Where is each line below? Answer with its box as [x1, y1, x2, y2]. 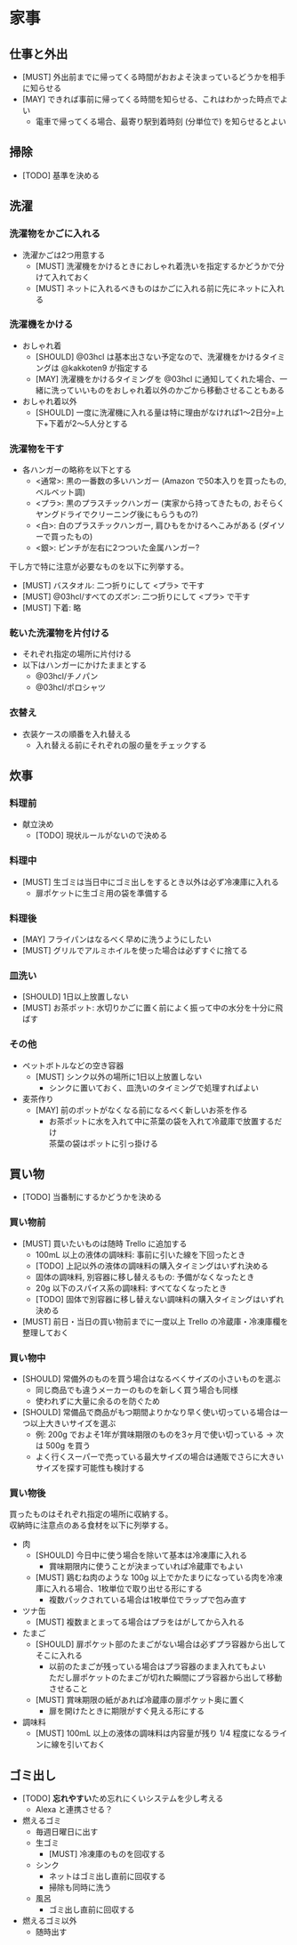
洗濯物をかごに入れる [9, 228, 100, 240]
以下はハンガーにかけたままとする [21, 660, 147, 670]
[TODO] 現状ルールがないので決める [35, 830, 167, 841]
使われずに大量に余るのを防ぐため [35, 1395, 160, 1406]
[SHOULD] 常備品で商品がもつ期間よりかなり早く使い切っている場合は [21, 1406, 280, 1417]
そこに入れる [35, 1650, 83, 1661]
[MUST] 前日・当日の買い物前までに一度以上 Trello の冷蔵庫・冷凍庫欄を [21, 1316, 289, 1326]
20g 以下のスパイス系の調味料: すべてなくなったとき [35, 1283, 228, 1293]
